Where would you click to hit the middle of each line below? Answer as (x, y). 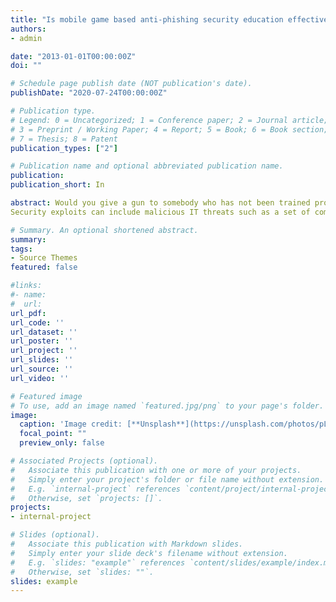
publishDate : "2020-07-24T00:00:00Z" (89, 93)
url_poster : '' (42, 341)
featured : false (44, 267)
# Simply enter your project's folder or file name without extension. (167, 479)
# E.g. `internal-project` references (96, 489)
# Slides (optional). (55, 535)
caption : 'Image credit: (71, 424)
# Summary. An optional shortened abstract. (104, 230)
